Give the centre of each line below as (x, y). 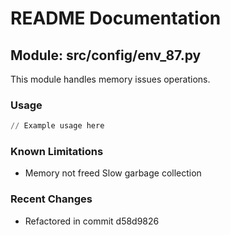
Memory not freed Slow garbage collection (113, 173)
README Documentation (116, 18)
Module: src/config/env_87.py (106, 55)
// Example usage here (57, 126)
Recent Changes (51, 199)
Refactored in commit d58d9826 (92, 221)
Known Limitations (57, 152)
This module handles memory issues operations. (110, 79)
